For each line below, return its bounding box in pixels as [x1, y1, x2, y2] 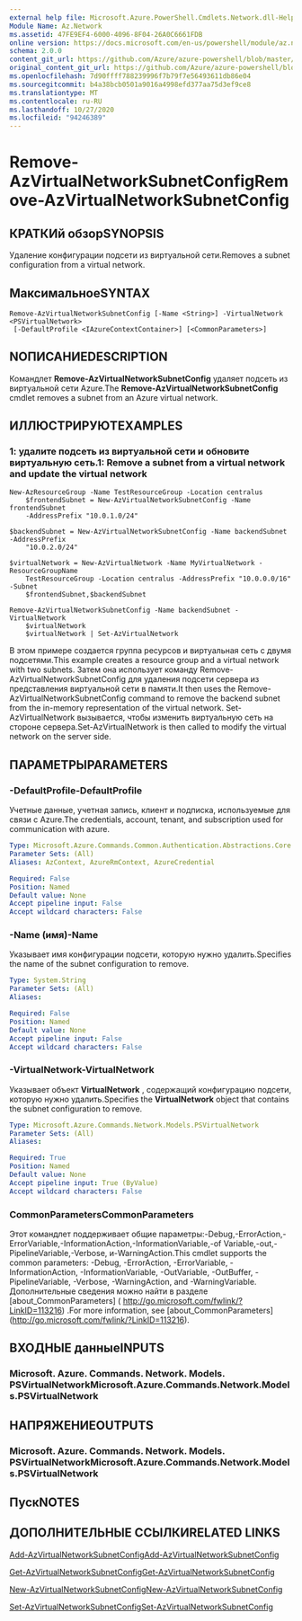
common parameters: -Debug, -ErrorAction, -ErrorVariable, [9, 1257, 228, 1268]
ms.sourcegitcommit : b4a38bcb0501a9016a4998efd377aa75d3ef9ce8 [9, 80, 252, 89]
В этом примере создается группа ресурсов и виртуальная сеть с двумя [9, 645, 292, 656]
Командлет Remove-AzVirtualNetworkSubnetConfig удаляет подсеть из [9, 373, 289, 384]
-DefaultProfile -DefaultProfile [9, 784, 142, 796]
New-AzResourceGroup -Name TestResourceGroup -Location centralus [9, 488, 263, 497]
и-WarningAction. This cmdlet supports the [109, 1248, 267, 1259]
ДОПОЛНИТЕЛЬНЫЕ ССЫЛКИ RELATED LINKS [9, 1525, 280, 1541]
